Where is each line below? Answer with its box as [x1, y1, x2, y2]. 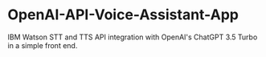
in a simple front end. [7, 40, 78, 50]
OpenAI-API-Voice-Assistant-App [7, 6, 239, 24]
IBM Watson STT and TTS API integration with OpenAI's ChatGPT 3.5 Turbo [7, 32, 258, 42]
